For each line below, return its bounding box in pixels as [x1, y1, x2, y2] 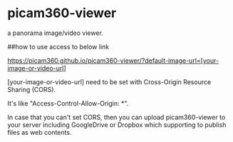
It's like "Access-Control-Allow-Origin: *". [7, 98, 129, 108]
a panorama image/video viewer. [7, 29, 103, 37]
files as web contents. [7, 128, 72, 136]
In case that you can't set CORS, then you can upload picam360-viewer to [7, 113, 226, 121]
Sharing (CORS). [7, 85, 56, 93]
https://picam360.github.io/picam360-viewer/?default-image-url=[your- [7, 56, 219, 65]
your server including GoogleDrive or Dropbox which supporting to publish [7, 120, 227, 129]
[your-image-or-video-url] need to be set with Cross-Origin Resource [7, 77, 212, 86]
